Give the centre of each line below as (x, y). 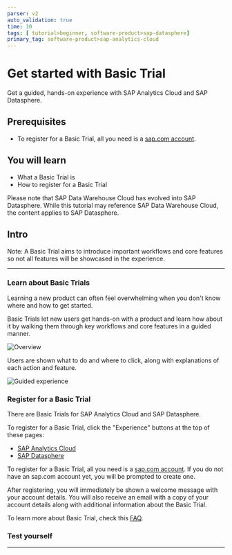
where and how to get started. (50, 305)
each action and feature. (42, 367)
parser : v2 (23, 14)
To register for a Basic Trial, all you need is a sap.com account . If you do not (115, 469)
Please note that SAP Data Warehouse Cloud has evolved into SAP (101, 197)
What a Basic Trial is (46, 177)
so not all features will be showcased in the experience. (86, 258)
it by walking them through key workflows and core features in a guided (109, 326)
